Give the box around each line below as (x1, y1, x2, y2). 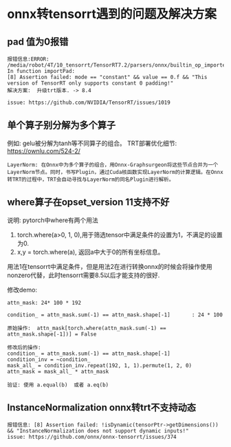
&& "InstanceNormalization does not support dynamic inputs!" (7, 428, 189, 435)
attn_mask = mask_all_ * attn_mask (7, 368, 109, 375)
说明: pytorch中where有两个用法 (7, 216, 98, 224)
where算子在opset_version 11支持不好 (7, 197, 170, 208)
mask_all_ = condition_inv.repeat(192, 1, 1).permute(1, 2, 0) (7, 362, 192, 369)
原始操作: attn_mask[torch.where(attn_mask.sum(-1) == (7, 325, 166, 331)
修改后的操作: (7, 344, 41, 351)
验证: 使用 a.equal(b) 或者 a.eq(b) (7, 381, 109, 389)
